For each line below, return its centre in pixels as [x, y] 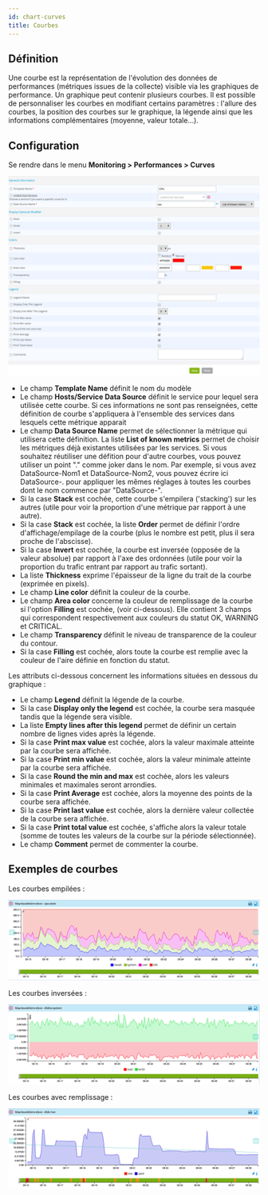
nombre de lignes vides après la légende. [88, 733]
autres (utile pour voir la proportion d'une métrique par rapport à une [133, 507]
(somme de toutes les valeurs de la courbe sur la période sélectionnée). [138, 835]
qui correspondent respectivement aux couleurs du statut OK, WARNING [139, 617]
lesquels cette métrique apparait [73, 422]
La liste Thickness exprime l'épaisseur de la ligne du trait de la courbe [136, 575]
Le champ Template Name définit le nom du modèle [105, 388]
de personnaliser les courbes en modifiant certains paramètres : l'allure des [132, 103]
